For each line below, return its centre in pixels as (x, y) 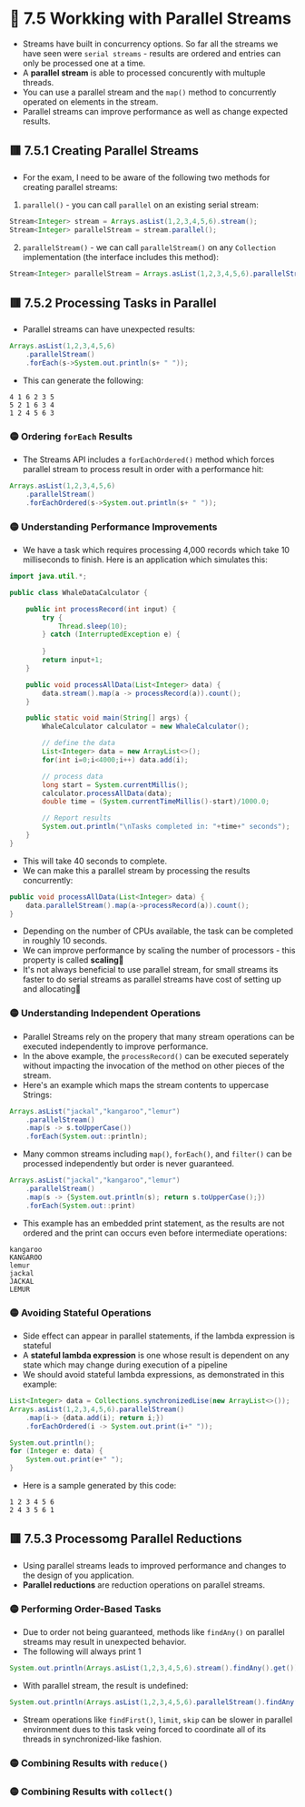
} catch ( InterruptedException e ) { (111, 635)
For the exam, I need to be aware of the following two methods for (146, 177)
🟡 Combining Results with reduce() (89, 1762)
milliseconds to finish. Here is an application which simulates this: (145, 560)
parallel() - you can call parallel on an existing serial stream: (140, 205)
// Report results (77, 818)
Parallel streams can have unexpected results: (108, 329)
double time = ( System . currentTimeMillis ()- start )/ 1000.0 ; (156, 802)
